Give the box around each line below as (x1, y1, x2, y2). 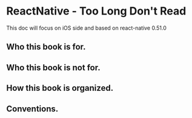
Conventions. (6, 103, 59, 114)
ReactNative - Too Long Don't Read (6, 4, 187, 18)
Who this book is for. (6, 42, 86, 52)
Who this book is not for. (6, 62, 101, 73)
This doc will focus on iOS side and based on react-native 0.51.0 (6, 24, 167, 31)
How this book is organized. (6, 83, 114, 93)
